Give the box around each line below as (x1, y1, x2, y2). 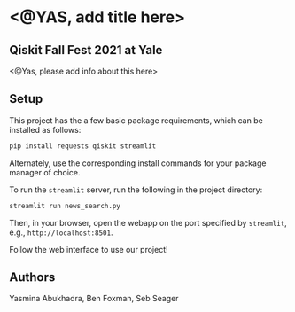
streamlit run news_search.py (9, 201, 121, 210)
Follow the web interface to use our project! (9, 244, 168, 254)
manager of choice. (9, 167, 81, 177)
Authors (9, 269, 56, 285)
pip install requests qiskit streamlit (9, 141, 157, 151)
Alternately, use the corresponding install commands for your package (9, 158, 267, 168)
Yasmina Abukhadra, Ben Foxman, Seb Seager (9, 293, 179, 304)
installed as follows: (9, 124, 82, 135)
